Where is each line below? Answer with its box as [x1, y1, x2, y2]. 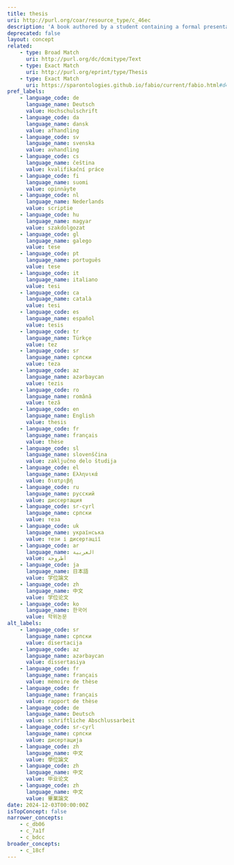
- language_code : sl [19, 444, 79, 452]
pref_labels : [7, 88, 45, 95]
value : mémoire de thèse [25, 678, 98, 685]
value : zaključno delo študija [25, 458, 117, 465]
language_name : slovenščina [25, 451, 108, 458]
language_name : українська [25, 529, 104, 536]
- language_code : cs [19, 153, 79, 160]
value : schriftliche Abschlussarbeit [25, 717, 136, 724]
